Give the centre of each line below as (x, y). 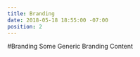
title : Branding (31, 14)
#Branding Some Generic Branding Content (70, 47)
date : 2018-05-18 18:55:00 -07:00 (58, 20)
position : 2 (25, 26)
